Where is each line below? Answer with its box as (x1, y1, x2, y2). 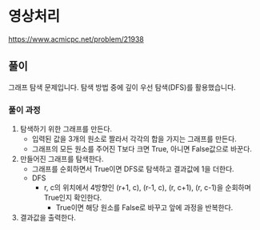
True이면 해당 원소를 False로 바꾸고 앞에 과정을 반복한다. (55, 203, 234, 212)
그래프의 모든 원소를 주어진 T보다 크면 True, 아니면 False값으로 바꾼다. (31, 144, 252, 154)
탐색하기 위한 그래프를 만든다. (19, 124, 113, 134)
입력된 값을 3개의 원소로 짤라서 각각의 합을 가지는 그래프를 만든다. (31, 134, 238, 144)
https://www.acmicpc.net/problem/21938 (8, 34, 144, 44)
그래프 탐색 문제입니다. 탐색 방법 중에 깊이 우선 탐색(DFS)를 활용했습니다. (8, 82, 236, 92)
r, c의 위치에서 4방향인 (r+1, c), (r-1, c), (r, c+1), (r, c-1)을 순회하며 (43, 183, 252, 192)
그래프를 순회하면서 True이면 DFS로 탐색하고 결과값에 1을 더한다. (31, 164, 234, 174)
